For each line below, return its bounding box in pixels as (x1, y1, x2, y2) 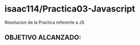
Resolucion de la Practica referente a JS (4, 19, 85, 25)
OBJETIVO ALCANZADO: (4, 33, 81, 42)
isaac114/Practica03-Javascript (4, 3, 135, 15)
